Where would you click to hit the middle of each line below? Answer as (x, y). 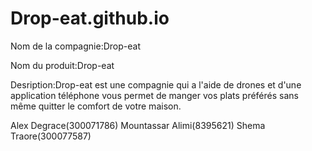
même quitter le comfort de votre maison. (96, 106)
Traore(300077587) (51, 136)
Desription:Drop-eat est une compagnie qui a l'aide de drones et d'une (156, 84)
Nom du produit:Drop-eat (62, 65)
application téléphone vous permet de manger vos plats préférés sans (154, 95)
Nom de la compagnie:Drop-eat (75, 46)
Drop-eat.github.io (90, 18)
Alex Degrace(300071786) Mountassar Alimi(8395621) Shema (138, 125)
